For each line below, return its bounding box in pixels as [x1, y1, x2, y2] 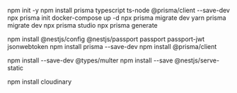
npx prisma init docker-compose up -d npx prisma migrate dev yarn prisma [7, 13, 226, 22]
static [7, 64, 23, 72]
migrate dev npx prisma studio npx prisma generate [7, 21, 158, 29]
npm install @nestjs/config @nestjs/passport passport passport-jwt [7, 35, 205, 43]
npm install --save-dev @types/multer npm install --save [7, 56, 173, 65]
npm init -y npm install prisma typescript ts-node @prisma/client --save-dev [7, 6, 230, 14]
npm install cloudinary [7, 77, 72, 86]
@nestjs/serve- [174, 56, 220, 65]
